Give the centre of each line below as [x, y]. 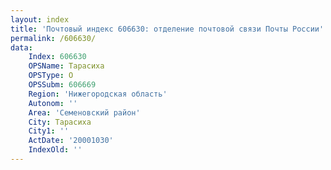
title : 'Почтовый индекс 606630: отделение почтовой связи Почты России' [167, 29]
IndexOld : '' [55, 150]
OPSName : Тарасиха [66, 66]
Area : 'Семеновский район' [84, 112]
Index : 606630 [57, 57]
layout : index [40, 19]
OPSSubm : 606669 [62, 85]
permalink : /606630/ [53, 38]
